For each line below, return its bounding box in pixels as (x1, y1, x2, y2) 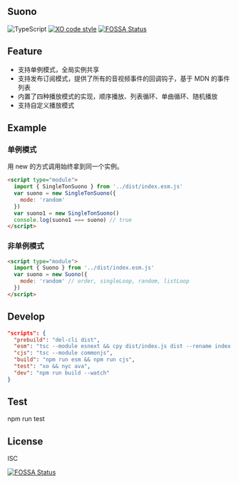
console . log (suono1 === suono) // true (14, 216, 133, 223)
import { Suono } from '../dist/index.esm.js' (14, 264, 155, 272)
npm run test (7, 415, 45, 423)
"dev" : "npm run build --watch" (14, 369, 110, 377)
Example (7, 122, 47, 134)
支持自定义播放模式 (17, 101, 75, 109)
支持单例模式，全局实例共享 (17, 65, 100, 73)
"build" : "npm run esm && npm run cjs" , (14, 356, 135, 363)
